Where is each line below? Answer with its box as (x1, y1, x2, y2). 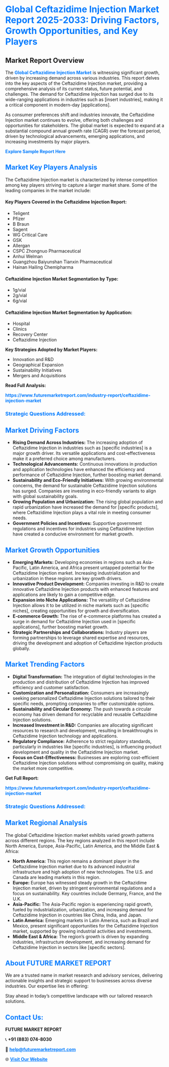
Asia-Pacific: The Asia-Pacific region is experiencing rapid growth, (12, 901, 153, 907)
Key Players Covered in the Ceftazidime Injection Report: (5, 199, 127, 205)
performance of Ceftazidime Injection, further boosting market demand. (12, 472, 162, 478)
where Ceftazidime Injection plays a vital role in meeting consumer (12, 510, 151, 516)
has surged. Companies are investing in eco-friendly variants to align (12, 488, 156, 494)
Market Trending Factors (5, 660, 85, 669)
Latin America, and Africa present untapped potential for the (29, 564, 155, 571)
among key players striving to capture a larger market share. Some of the (5, 182, 157, 188)
